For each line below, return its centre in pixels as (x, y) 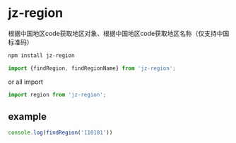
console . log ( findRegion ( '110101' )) (60, 133)
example (28, 117)
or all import (25, 82)
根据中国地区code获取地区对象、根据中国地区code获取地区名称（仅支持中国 (119, 33)
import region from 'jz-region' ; (57, 94)
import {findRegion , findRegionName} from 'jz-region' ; (92, 68)
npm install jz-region (41, 55)
